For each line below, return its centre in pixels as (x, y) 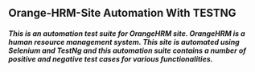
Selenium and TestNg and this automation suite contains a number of (127, 50)
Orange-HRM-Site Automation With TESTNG (122, 13)
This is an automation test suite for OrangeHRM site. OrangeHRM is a (127, 33)
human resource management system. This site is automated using (124, 42)
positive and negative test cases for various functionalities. (111, 58)
